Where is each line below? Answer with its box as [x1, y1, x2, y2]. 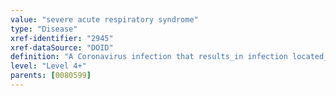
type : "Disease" [10, 24, 78, 34]
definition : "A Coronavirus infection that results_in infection [10, 52, 288, 62]
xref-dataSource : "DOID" [10, 42, 114, 53]
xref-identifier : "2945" [10, 33, 114, 43]
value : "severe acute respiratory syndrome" [10, 14, 199, 25]
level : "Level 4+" [10, 61, 87, 71]
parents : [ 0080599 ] [10, 71, 92, 81]
